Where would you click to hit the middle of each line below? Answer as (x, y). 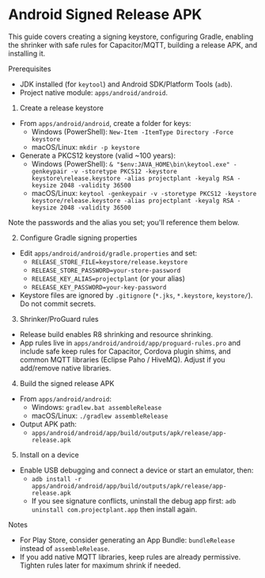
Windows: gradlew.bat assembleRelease (97, 407)
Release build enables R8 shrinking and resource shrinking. (116, 334)
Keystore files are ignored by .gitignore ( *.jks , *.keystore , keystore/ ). (136, 295)
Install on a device (49, 454)
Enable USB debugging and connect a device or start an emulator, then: (136, 470)
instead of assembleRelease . (64, 548)
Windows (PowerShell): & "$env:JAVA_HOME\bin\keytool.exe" (131, 163)
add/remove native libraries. (65, 368)
